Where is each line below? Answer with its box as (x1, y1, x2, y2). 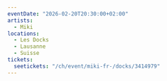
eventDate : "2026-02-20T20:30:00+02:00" (7, 10, 129, 18)
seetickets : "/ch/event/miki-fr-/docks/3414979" (14, 63, 161, 70)
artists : (7, 17, 33, 24)
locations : (7, 30, 40, 37)
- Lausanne (14, 43, 46, 50)
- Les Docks (14, 37, 50, 44)
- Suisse (14, 50, 40, 57)
